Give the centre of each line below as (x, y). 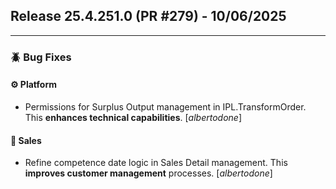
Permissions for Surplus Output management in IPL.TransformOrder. (165, 106)
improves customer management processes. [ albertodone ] (148, 173)
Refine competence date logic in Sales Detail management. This (156, 163)
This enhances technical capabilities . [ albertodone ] (133, 117)
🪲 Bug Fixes (41, 57)
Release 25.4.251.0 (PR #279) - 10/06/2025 (148, 16)
